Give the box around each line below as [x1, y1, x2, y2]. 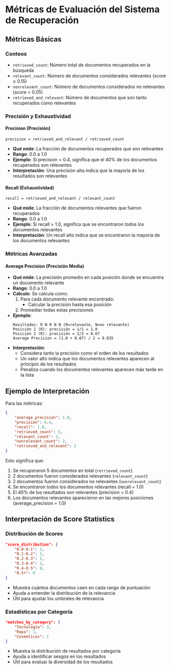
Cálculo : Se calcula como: [12, 291, 68, 297]
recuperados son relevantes [12, 162, 72, 168]
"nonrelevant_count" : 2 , [14, 439, 67, 444]
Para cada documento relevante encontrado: [20, 296, 115, 302]
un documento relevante [12, 280, 65, 286]
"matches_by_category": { [5, 620, 60, 625]
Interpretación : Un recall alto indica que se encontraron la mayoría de [12, 232, 160, 239]
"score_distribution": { [5, 542, 58, 547]
